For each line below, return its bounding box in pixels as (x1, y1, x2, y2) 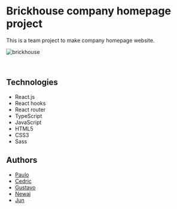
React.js (14, 93, 35, 100)
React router (14, 106, 46, 113)
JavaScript (14, 119, 42, 126)
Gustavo (14, 184, 36, 191)
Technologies (6, 77, 59, 87)
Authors (6, 155, 38, 165)
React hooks (14, 99, 46, 107)
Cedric (14, 177, 32, 184)
